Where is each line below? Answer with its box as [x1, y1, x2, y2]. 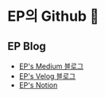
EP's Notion [18, 80, 58, 90]
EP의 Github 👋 [7, 7, 99, 25]
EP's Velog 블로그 [18, 72, 76, 80]
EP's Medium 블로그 [18, 61, 84, 71]
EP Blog [7, 39, 47, 52]
